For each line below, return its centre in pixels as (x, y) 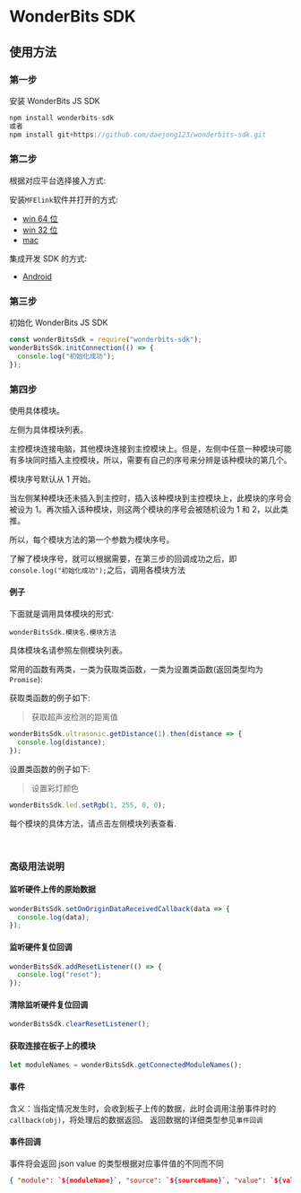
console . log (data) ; (54, 917)
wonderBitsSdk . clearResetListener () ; (80, 1024)
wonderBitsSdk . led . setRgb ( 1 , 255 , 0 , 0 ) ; (88, 805)
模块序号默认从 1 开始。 (52, 478)
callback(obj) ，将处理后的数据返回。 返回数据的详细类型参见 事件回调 (136, 1119)
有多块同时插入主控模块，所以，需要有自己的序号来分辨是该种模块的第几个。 (150, 460)
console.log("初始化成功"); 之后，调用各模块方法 (97, 570)
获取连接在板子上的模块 (52, 1045)
